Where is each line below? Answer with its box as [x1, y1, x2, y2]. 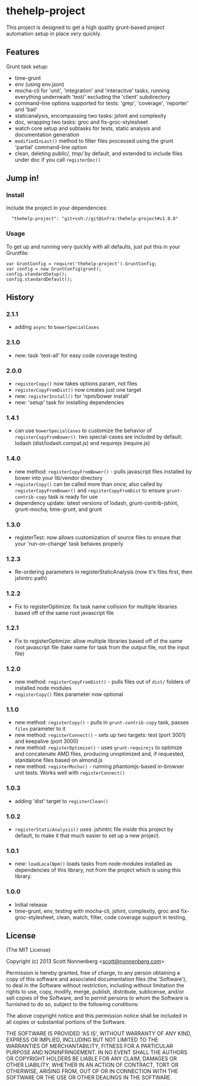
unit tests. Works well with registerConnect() [14, 769, 125, 776]
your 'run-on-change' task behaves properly [14, 540, 124, 547]
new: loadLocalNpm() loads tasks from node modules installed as [14, 860, 173, 868]
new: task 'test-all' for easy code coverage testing [14, 352, 137, 359]
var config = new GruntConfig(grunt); [6, 266, 102, 272]
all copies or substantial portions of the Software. [6, 1019, 126, 1026]
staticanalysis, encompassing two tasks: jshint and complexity [14, 112, 167, 119]
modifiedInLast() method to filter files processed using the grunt [14, 137, 174, 144]
